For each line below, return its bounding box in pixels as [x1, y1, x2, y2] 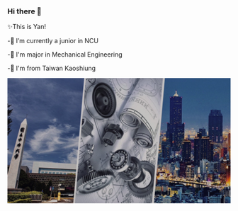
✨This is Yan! [7, 23, 46, 31]
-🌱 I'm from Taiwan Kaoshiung [7, 64, 96, 73]
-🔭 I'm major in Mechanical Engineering [7, 50, 123, 59]
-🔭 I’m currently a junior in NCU [7, 37, 99, 45]
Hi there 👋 [7, 6, 42, 16]
